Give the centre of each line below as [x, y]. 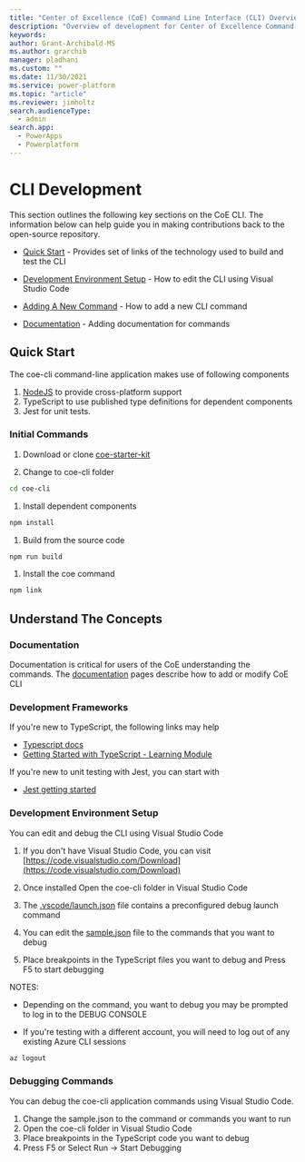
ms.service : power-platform [63, 85]
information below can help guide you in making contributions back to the [147, 224]
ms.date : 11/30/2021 [49, 77]
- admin [32, 119]
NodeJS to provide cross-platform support [102, 392]
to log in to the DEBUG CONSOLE [85, 1014]
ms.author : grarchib [49, 52]
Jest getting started [59, 790]
